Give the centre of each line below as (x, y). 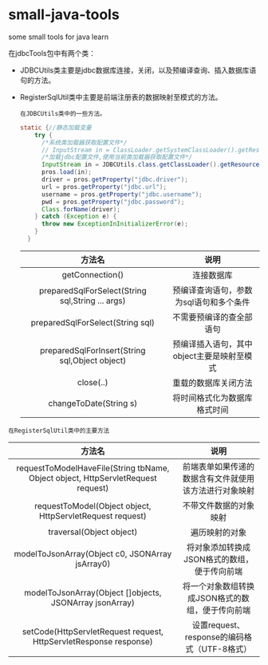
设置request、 (219, 625)
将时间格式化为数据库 (213, 398)
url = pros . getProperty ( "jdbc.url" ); (104, 187)
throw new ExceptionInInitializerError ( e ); (115, 224)
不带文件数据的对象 (219, 506)
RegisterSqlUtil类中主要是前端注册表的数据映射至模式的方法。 (121, 96)
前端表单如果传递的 (219, 466)
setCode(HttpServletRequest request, (93, 632)
